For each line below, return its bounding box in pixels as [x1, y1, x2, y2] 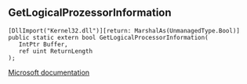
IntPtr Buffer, [18, 40, 68, 48]
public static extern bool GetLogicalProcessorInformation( [8, 33, 209, 41]
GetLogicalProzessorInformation [8, 6, 172, 19]
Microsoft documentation [8, 68, 90, 77]
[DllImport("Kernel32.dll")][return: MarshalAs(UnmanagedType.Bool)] [8, 26, 241, 34]
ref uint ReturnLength [18, 47, 93, 55]
